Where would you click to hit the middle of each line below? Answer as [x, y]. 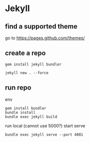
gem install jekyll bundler [33, 64]
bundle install [20, 112]
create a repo [25, 53]
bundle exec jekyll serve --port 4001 [44, 134]
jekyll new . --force [27, 73]
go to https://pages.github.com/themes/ [45, 38]
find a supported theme [41, 26]
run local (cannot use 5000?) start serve [45, 126]
